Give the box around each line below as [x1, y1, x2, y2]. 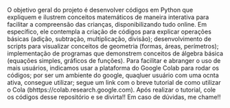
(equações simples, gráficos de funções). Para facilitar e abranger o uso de [7, 57, 221, 64]
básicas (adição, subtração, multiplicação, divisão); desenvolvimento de [7, 35, 211, 43]
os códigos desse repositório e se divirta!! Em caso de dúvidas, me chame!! [7, 93, 221, 101]
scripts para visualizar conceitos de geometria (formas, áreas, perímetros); [7, 42, 219, 50]
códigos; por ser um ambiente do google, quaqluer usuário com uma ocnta [7, 71, 220, 79]
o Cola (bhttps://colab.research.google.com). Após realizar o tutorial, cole [7, 85, 216, 94]
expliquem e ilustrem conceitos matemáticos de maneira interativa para [7, 13, 209, 21]
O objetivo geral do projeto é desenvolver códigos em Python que [7, 6, 194, 14]
